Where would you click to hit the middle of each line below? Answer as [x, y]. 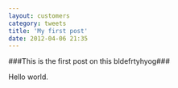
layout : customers [39, 16]
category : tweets [37, 23]
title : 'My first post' [48, 31]
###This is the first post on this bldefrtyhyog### [89, 61]
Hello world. [28, 77]
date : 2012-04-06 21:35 [48, 38]
